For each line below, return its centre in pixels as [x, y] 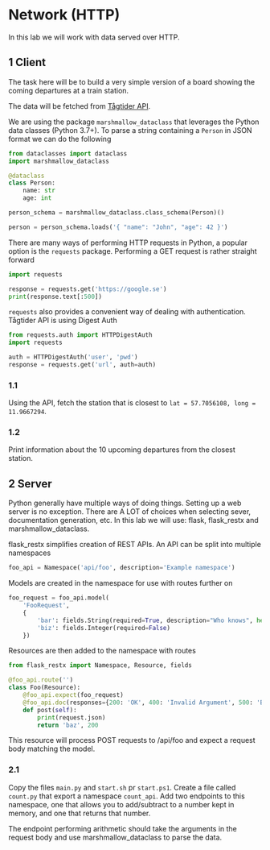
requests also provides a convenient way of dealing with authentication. [127, 312]
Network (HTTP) [64, 15]
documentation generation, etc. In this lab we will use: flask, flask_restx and [133, 520]
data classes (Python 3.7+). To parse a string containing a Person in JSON [130, 130]
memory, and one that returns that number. [80, 813]
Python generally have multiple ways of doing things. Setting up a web [125, 503]
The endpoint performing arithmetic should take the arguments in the [123, 828]
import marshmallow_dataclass [59, 161]
